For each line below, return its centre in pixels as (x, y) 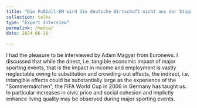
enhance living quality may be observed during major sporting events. (91, 99)
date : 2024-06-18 (27, 33)
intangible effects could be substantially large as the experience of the (91, 80)
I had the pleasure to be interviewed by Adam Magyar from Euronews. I (92, 55)
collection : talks (28, 17)
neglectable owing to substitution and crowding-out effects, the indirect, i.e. (98, 74)
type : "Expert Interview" (38, 22)
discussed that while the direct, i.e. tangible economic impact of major (91, 62)
